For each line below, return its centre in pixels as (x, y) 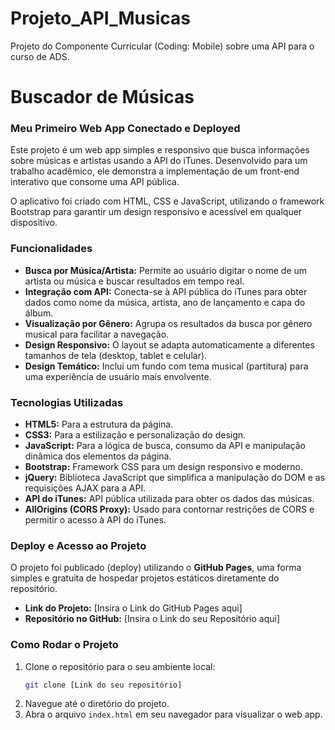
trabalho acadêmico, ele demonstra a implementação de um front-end (155, 171)
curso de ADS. (40, 56)
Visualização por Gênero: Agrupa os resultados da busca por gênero (168, 323)
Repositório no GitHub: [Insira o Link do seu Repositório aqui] (152, 619)
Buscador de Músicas (102, 97)
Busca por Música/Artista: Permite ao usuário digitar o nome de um (166, 270)
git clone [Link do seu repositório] (103, 685)
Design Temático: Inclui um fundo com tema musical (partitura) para (166, 366)
